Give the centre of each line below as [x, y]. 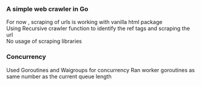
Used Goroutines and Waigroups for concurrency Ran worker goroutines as [101, 70]
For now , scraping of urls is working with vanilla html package [84, 22]
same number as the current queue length [59, 76]
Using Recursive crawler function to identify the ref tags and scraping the [98, 28]
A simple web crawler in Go [47, 9]
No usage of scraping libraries [44, 41]
